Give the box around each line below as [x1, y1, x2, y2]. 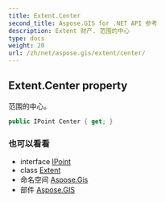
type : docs [8, 34, 45, 43]
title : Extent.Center [8, 11, 81, 20]
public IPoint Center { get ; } [8, 117, 113, 126]
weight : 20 [8, 42, 45, 50]
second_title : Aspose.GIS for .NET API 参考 [8, 19, 158, 27]
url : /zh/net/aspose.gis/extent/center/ [8, 49, 146, 57]
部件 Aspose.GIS [19, 184, 75, 194]
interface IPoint [19, 156, 71, 166]
